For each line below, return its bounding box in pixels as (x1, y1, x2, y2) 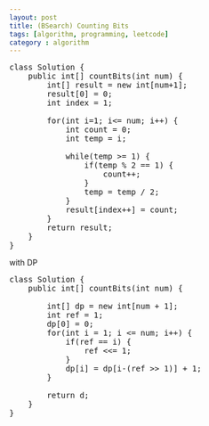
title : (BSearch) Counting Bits (9, 21, 129, 30)
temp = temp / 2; (84, 187, 160, 197)
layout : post (9, 12, 58, 22)
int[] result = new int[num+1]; (46, 80, 189, 90)
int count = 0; (65, 125, 132, 135)
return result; (46, 223, 113, 233)
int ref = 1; (46, 310, 104, 321)
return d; (46, 390, 90, 401)
